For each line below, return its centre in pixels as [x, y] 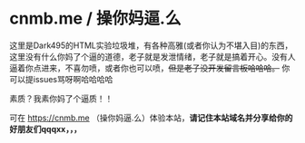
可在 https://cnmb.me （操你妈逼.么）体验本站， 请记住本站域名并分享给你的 [151, 118]
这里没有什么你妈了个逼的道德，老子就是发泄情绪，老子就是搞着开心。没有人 [152, 56]
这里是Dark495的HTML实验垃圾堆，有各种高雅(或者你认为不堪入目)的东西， [151, 45]
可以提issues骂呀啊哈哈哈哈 [61, 79]
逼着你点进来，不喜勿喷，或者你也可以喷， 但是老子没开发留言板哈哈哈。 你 [150, 68]
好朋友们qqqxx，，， [45, 129]
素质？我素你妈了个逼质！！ [61, 98]
